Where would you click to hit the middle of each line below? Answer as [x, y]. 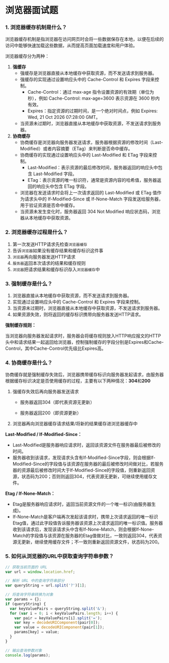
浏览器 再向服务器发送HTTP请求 [44, 257]
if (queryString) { [26, 604]
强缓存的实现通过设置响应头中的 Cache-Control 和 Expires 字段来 [87, 80]
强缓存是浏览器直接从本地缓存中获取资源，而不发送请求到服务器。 [88, 73]
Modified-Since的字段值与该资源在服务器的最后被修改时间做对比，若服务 [88, 464]
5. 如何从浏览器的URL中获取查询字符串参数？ [60, 556]
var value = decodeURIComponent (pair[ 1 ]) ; [59, 627]
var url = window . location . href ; [40, 572]
